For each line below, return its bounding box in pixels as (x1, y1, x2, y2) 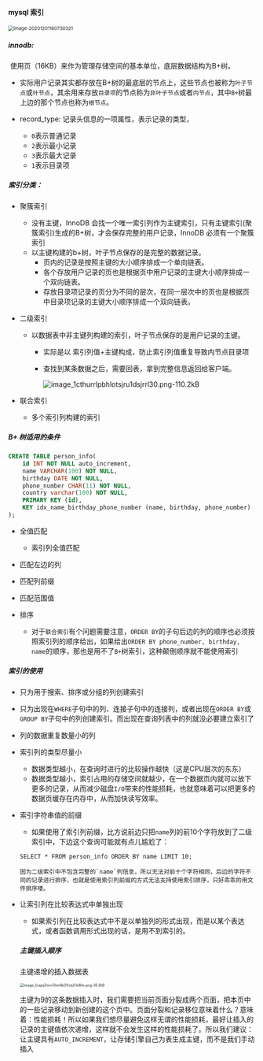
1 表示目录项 (31, 161, 70, 170)
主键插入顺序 (19, 945, 61, 955)
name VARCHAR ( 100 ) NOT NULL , (22, 467, 118, 475)
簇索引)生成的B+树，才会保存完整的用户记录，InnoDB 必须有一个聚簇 (31, 228, 255, 238)
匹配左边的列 (19, 559, 61, 569)
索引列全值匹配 (31, 543, 80, 552)
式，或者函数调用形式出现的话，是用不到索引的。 (31, 926, 190, 935)
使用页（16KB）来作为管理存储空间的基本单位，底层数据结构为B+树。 (9, 61, 236, 71)
